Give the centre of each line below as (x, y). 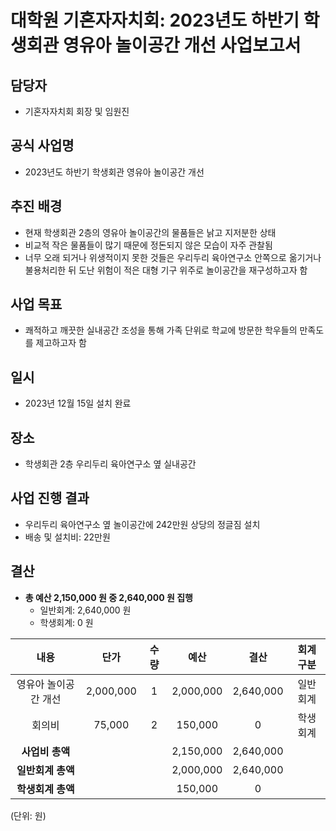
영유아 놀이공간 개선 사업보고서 (182, 45)
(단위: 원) (28, 815)
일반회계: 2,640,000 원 (85, 610)
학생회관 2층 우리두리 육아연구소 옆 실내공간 (110, 464)
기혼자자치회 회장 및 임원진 (77, 111)
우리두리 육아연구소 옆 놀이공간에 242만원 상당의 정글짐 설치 (142, 524)
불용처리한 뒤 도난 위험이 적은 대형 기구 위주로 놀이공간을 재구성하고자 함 (166, 270)
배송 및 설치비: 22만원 (67, 537)
